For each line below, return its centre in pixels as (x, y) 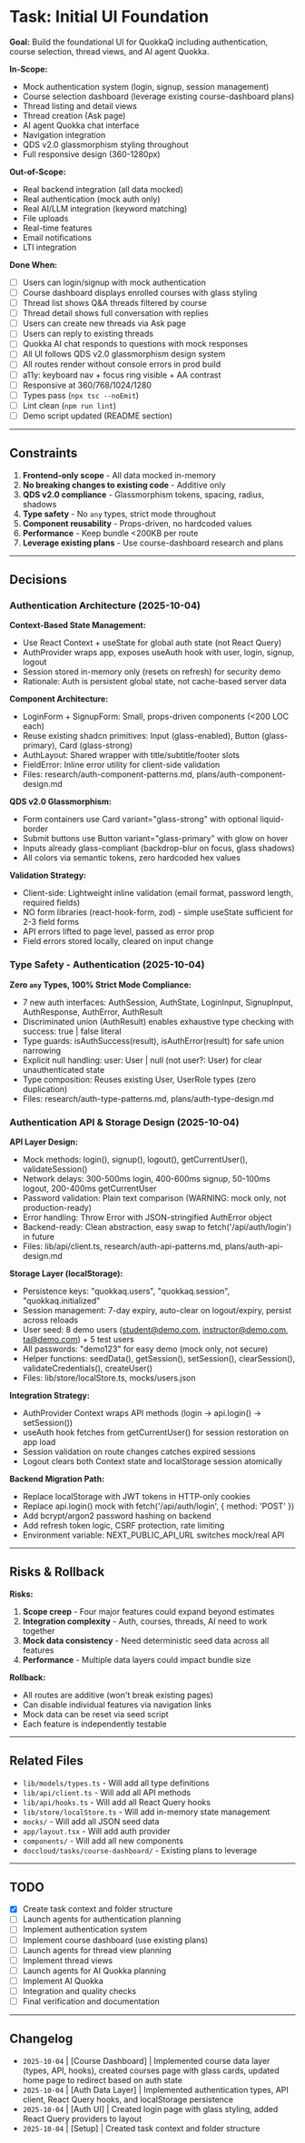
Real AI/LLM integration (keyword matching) (105, 208)
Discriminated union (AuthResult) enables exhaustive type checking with (158, 1021)
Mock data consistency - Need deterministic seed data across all (146, 1640)
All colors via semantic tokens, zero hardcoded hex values (131, 858)
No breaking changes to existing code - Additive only (124, 485)
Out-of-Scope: (38, 172)
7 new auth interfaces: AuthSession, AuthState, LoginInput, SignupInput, (157, 1002)
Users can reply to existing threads (88, 334)
